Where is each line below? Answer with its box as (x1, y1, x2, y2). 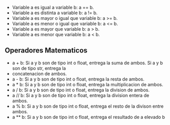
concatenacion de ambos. (12, 70, 67, 77)
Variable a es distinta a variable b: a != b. (12, 10, 98, 16)
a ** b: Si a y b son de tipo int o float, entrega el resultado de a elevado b (12, 114, 165, 120)
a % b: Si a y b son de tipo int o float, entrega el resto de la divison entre (12, 103, 164, 109)
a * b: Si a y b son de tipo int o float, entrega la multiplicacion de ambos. (12, 81, 163, 87)
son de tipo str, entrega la (12, 65, 66, 71)
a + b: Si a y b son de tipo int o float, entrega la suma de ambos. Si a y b (12, 60, 163, 66)
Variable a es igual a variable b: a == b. (12, 5, 94, 10)
